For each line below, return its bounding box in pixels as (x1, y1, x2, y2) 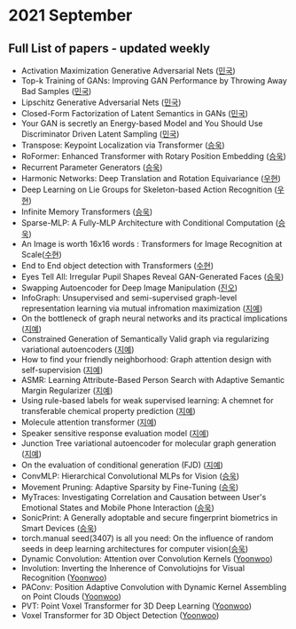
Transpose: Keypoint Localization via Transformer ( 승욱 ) (20, 139, 225, 150)
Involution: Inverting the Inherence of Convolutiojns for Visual (20, 563, 245, 573)
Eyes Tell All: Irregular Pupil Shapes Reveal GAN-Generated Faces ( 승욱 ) (20, 272, 284, 282)
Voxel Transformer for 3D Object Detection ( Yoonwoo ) (20, 610, 220, 620)
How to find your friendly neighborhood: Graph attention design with (20, 354, 272, 364)
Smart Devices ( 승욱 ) (20, 523, 97, 533)
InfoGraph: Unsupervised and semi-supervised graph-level (20, 292, 238, 303)
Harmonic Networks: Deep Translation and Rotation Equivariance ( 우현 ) (20, 173, 281, 183)
